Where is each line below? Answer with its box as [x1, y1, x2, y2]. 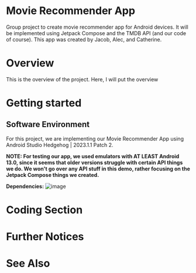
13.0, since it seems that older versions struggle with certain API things [6, 159, 183, 166]
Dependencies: [6, 183, 44, 190]
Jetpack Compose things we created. [6, 171, 99, 178]
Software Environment [6, 120, 90, 129]
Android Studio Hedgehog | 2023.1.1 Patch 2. [6, 141, 114, 148]
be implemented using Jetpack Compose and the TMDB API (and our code [6, 29, 186, 36]
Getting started [6, 97, 82, 110]
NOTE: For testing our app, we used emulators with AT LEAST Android [6, 152, 180, 159]
